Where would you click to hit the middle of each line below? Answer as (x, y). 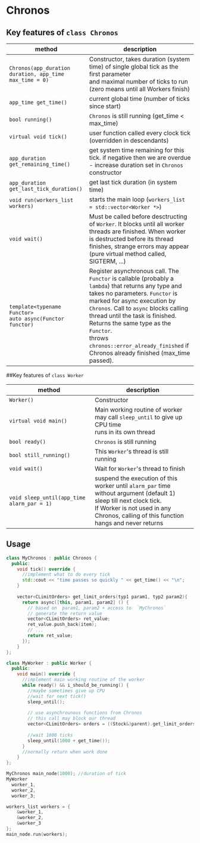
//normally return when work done (65, 752)
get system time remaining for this (137, 150)
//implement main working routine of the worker (83, 680)
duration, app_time (37, 74)
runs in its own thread (125, 432)
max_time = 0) (29, 80)
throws (99, 338)
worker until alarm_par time (133, 486)
